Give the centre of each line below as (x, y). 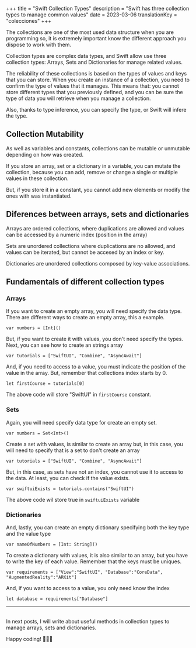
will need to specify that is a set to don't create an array (73, 450)
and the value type (29, 533)
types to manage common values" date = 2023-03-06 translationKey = (92, 15)
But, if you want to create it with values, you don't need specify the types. (95, 339)
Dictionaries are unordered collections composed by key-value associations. (98, 263)
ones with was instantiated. (39, 196)
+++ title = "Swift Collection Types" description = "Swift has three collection (98, 8)
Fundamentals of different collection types (85, 282)
